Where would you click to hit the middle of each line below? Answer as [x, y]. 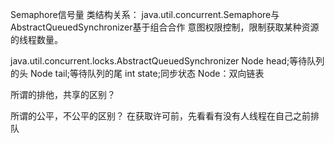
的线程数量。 [36, 39]
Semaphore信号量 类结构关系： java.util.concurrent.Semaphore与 [145, 14]
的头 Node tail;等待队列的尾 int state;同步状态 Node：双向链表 [137, 73]
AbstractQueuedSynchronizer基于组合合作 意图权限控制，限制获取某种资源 [165, 27]
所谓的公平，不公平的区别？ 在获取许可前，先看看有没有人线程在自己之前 [160, 116]
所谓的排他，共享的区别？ [63, 94]
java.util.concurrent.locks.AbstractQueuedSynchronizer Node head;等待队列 [167, 61]
